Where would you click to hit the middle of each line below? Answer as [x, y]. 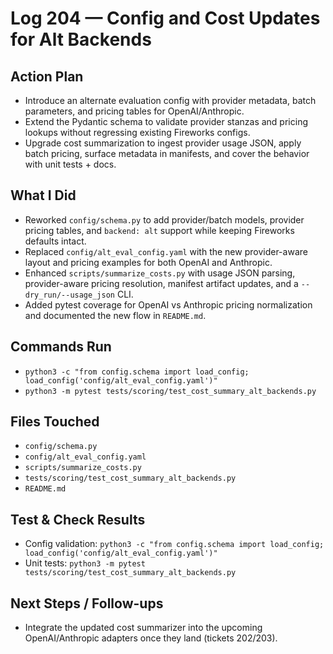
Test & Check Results [78, 519]
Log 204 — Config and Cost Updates [165, 18]
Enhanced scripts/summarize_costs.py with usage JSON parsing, [160, 273]
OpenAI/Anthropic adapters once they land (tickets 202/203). [151, 638]
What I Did [43, 195]
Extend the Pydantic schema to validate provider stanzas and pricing [166, 121]
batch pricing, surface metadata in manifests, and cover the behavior [167, 153]
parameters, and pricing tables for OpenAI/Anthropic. [134, 111]
